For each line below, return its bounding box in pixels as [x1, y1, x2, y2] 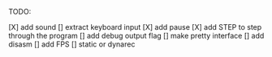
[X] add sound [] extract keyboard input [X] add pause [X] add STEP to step [8, 22, 262, 31]
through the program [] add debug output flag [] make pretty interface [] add [8, 31, 265, 40]
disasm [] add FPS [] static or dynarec [8, 39, 136, 49]
